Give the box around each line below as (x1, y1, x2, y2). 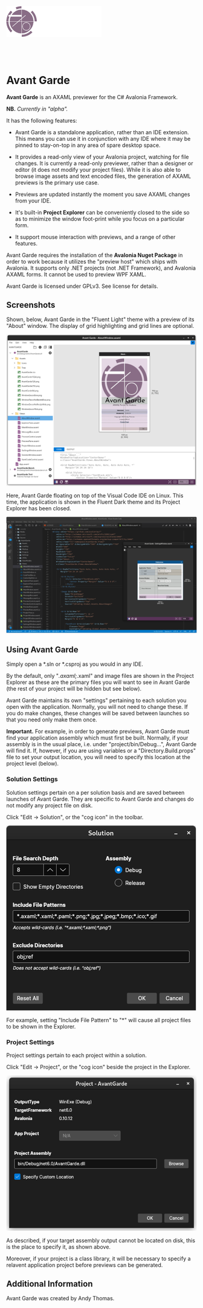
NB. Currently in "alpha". (6, 105, 68, 112)
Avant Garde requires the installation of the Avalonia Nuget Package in (6, 251, 183, 259)
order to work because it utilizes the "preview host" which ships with (6, 258, 177, 265)
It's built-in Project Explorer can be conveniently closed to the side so (14, 209, 190, 216)
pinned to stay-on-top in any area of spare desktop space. (14, 142, 161, 149)
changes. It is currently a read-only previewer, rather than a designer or (14, 160, 193, 167)
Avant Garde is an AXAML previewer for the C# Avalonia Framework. (6, 93, 178, 100)
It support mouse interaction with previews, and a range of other (14, 233, 176, 241)
